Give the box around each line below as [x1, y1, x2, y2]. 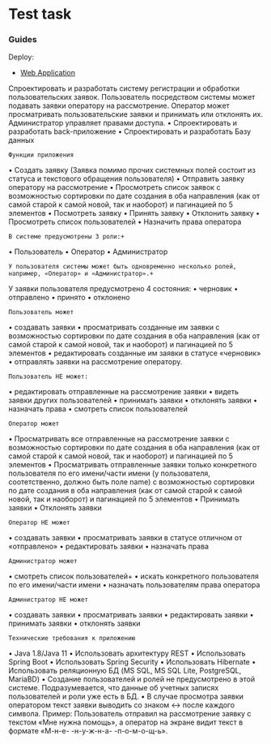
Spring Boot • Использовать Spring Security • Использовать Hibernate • [8, 657, 256, 667]
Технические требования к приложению [8, 634, 136, 643]
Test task [8, 5, 72, 24]
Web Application [19, 68, 75, 78]
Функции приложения [8, 151, 74, 159]
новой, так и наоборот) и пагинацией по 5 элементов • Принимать [8, 494, 240, 504]
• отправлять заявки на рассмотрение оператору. [8, 357, 183, 367]
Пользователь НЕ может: [8, 372, 89, 381]
